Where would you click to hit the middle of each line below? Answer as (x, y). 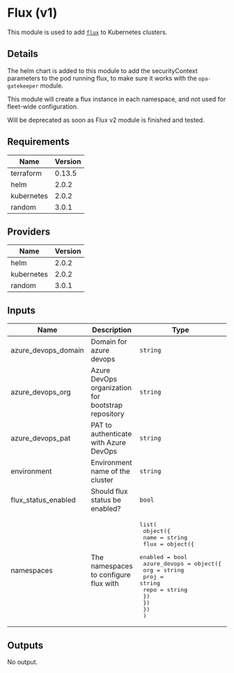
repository (108, 414)
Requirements (38, 142)
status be (106, 500)
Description (112, 330)
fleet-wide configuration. (43, 106)
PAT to (102, 425)
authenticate (111, 434)
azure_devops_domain (48, 351)
